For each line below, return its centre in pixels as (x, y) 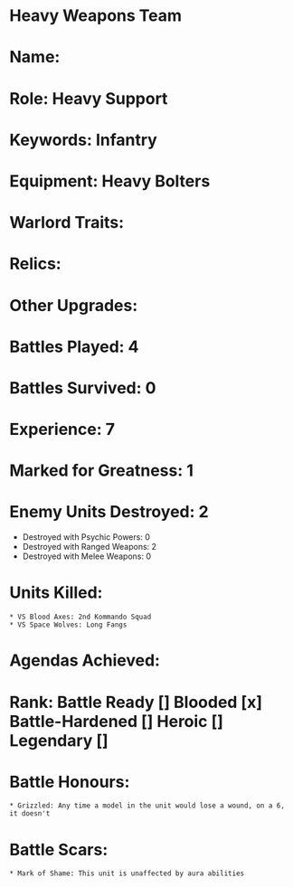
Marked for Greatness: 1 (102, 471)
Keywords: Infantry (84, 140)
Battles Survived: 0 (83, 387)
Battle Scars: (59, 849)
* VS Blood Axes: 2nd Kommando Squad (80, 617)
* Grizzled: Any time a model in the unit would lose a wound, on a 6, (147, 806)
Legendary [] (59, 740)
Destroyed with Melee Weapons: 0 (87, 556)
